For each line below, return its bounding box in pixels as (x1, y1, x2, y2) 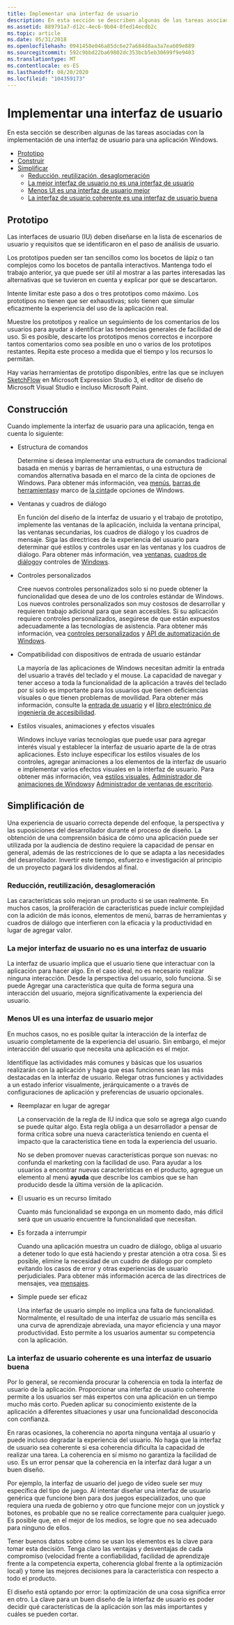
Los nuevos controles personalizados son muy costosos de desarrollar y (17, 599, 226, 608)
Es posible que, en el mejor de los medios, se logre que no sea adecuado (7, 1516, 217, 1524)
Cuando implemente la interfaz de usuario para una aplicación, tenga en (7, 422, 214, 430)
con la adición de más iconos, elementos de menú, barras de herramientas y (7, 911, 227, 920)
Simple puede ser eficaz (17, 1293, 88, 1301)
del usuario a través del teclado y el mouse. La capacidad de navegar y (17, 671, 222, 679)
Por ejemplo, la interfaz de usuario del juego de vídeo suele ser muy (7, 1478, 203, 1487)
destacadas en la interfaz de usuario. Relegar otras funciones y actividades (7, 1073, 224, 1081)
